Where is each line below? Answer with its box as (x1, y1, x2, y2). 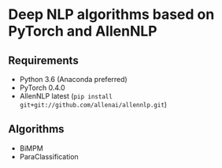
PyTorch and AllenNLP (8, 22, 157, 40)
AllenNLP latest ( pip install (19, 91, 113, 100)
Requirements (8, 54, 79, 67)
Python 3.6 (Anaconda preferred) (19, 75, 128, 84)
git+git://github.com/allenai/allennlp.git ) (19, 100, 168, 109)
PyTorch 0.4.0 (19, 83, 65, 92)
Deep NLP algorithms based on (8, 6, 215, 24)
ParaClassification (19, 151, 79, 161)
